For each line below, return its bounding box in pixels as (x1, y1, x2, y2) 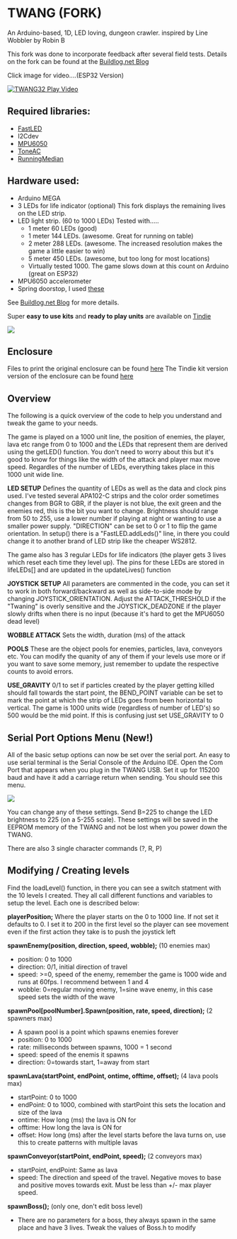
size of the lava (17, 1108, 62, 1116)
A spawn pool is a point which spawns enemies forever (17, 1028, 179, 1036)
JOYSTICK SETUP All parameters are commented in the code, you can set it (7, 580, 230, 588)
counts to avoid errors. (7, 667, 74, 676)
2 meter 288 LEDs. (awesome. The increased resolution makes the (28, 239, 223, 248)
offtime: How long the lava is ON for (17, 1123, 122, 1131)
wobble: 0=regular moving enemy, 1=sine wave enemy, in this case (17, 985, 214, 993)
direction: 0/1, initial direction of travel (17, 962, 128, 971)
